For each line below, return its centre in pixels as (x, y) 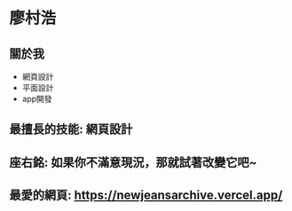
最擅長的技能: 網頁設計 (71, 129)
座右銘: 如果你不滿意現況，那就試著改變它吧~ (133, 162)
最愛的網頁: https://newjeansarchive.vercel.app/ (146, 195)
